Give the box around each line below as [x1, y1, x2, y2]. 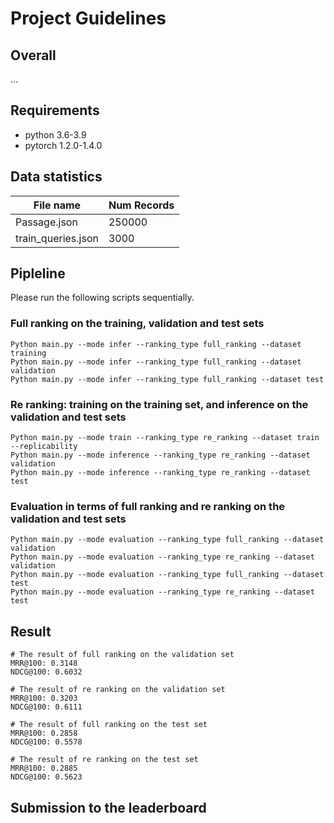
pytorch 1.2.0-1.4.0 [24, 139, 103, 151]
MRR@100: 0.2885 [10, 763, 78, 774]
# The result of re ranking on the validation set [10, 685, 226, 695]
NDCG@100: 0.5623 [10, 772, 83, 782]
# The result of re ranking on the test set [10, 755, 199, 765]
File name [33, 198, 82, 212]
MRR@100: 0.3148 [10, 658, 78, 669]
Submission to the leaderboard [10, 799, 207, 816]
